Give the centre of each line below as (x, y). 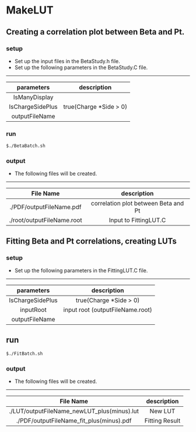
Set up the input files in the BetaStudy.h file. (67, 61)
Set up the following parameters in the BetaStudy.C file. (81, 67)
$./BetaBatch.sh (26, 146)
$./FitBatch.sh (24, 354)
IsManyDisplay (33, 97)
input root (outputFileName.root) (108, 310)
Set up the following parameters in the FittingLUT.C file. (81, 270)
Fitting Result (162, 421)
